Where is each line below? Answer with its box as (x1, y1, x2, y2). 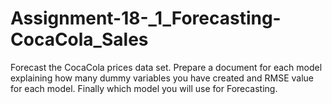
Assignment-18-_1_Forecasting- (10, 7, 282, 30)
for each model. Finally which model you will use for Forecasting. (10, 82, 278, 94)
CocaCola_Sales (10, 28, 149, 51)
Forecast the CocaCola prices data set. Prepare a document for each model (10, 61, 323, 73)
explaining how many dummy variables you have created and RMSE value (10, 72, 314, 84)
